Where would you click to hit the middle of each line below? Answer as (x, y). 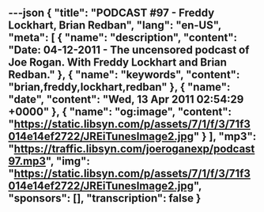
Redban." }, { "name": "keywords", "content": (124, 75)
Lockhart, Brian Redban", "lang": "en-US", (115, 26)
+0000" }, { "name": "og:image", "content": (120, 112)
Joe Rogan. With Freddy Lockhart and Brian (118, 62)
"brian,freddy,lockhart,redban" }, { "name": (119, 87)
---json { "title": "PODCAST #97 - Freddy (111, 13)
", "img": (68, 161)
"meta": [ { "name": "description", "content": (123, 38)
